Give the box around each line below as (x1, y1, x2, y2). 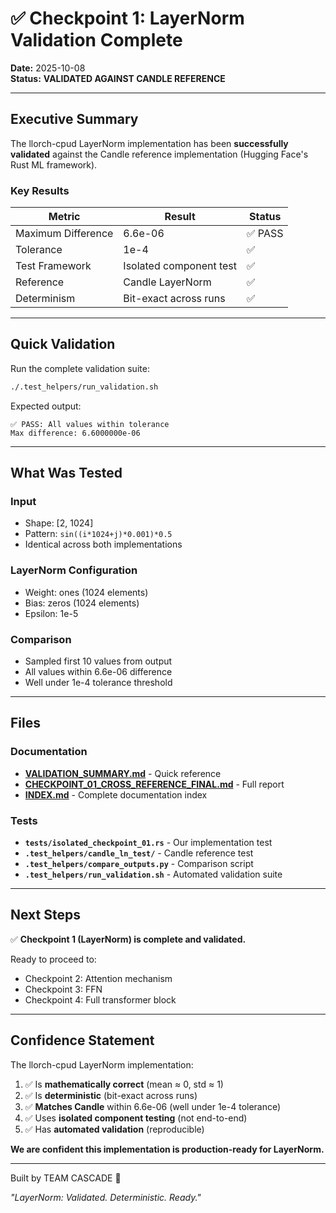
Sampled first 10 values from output (24, 655, 173, 667)
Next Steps (10, 907, 81, 924)
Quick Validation (10, 336, 116, 353)
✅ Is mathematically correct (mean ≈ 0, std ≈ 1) (24, 1078, 224, 1090)
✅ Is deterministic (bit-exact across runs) (24, 1089, 198, 1101)
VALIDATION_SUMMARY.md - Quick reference (24, 767, 222, 779)
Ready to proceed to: (10, 953, 97, 965)
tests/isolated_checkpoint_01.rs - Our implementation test (24, 837, 273, 848)
